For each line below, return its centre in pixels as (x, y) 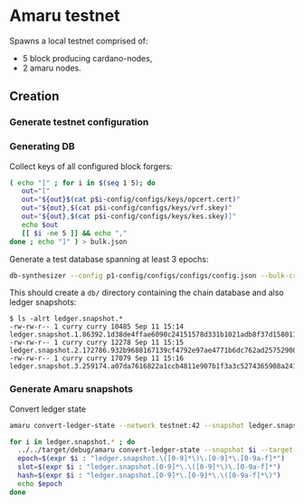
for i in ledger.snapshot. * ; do (72, 442)
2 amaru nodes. (52, 68)
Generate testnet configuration (79, 122)
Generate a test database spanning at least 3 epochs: (109, 259)
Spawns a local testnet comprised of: (79, 41)
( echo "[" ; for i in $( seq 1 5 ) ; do (82, 183)
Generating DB (42, 147)
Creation (34, 96)
